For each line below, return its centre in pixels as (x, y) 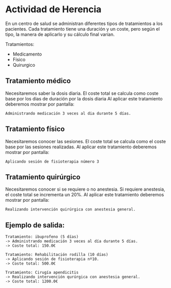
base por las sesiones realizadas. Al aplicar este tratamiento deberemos (81, 147)
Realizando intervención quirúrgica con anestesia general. (71, 210)
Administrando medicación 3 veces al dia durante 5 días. (68, 113)
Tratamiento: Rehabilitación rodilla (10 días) (57, 255)
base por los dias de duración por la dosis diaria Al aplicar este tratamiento (84, 98)
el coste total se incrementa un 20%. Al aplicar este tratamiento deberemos (85, 195)
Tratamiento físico (35, 129)
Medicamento (27, 54)
